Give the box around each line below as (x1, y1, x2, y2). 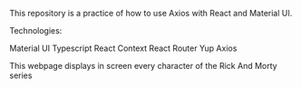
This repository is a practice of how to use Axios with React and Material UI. (9, 8, 293, 18)
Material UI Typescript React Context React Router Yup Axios (9, 43, 238, 54)
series (9, 70, 33, 81)
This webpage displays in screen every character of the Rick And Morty (9, 61, 278, 71)
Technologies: (9, 25, 63, 35)
